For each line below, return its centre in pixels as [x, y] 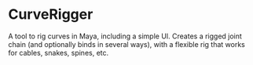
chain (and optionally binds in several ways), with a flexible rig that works [126, 44]
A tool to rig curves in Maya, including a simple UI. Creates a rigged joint [125, 36]
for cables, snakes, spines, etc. [59, 52]
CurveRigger [51, 14]
